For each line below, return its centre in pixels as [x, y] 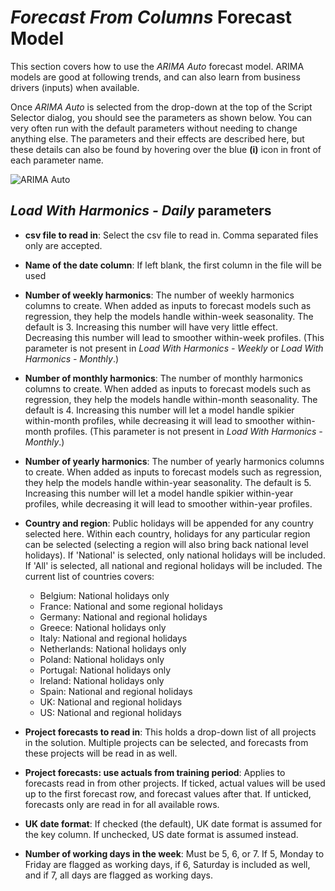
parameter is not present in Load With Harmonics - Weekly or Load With [174, 348]
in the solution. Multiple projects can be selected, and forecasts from [166, 742]
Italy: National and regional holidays [113, 638]
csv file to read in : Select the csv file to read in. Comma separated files [171, 235]
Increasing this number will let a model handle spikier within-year [159, 493]
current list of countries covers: [89, 576]
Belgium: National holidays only [104, 595]
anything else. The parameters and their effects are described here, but [157, 138]
